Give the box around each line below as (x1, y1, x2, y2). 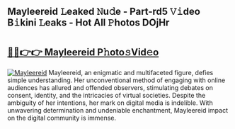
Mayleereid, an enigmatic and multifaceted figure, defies (48, 69, 214, 77)
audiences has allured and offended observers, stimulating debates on (7, 84, 214, 91)
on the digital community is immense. (7, 113, 117, 122)
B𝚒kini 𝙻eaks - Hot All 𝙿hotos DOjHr (7, 17, 170, 29)
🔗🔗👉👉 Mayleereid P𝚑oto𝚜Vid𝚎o (7, 46, 159, 58)
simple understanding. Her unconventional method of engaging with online (7, 76, 226, 84)
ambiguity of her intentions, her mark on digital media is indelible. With (7, 99, 214, 107)
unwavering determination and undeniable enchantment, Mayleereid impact (7, 106, 229, 114)
